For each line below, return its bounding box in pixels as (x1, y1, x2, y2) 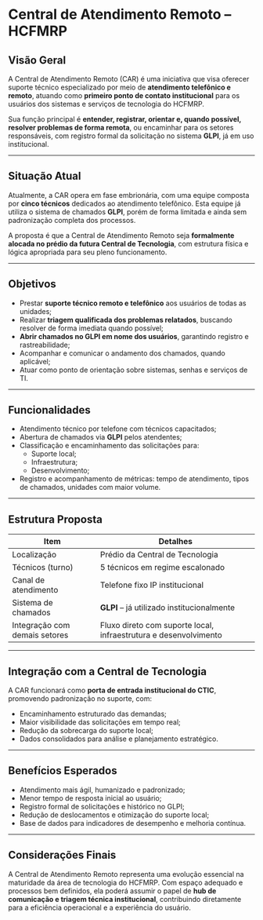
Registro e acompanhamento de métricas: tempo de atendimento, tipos (19, 474, 249, 484)
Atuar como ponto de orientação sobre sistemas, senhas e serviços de (19, 365, 248, 374)
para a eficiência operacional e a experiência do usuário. (8, 903, 192, 912)
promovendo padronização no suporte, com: (8, 694, 153, 703)
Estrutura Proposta (8, 513, 103, 526)
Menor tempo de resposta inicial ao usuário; (19, 793, 162, 802)
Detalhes (158, 536, 193, 547)
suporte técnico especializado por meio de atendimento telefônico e (8, 82, 231, 92)
